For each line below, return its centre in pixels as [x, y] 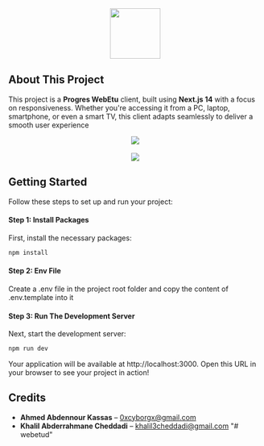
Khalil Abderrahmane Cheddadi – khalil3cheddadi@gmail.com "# [129, 426]
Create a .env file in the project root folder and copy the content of [119, 289]
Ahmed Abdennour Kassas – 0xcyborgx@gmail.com [108, 417]
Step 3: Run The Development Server [72, 316]
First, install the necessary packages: [70, 238]
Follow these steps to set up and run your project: [91, 202]
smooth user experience [49, 125]
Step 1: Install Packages [49, 220]
